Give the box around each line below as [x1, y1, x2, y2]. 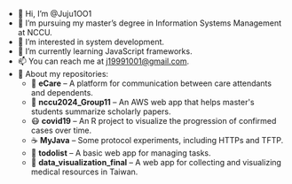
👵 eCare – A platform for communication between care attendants [30, 78, 272, 88]
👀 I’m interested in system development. [17, 36, 165, 47]
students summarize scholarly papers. [30, 106, 171, 117]
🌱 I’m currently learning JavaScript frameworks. [17, 46, 193, 57]
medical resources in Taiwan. [30, 166, 138, 177]
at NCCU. [17, 27, 53, 37]
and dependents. [30, 88, 93, 97]
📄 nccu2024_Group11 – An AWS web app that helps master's [30, 97, 255, 107]
